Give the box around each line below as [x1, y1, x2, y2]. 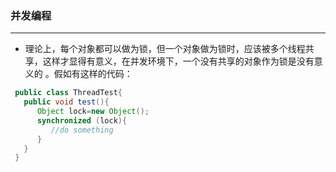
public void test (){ [23, 97, 110, 107]
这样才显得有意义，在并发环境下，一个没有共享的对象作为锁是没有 [42, 55, 315, 67]
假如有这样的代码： [53, 68, 133, 80]
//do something [50, 125, 114, 135]
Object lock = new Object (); [36, 107, 150, 117]
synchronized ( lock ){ [36, 115, 128, 126]
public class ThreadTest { [14, 88, 123, 98]
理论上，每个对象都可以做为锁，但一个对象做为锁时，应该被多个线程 [24, 43, 306, 55]
